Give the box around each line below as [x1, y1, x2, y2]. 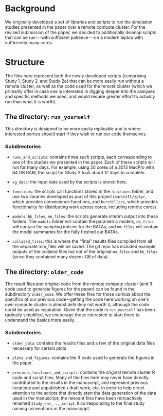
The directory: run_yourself [5, 113, 91, 121]
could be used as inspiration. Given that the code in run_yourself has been [5, 307, 155, 312]
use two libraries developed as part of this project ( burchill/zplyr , [12, 193, 147, 199]
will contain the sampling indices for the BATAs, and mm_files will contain [12, 223, 159, 229]
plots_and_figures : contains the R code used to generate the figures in [12, 355, 155, 361]
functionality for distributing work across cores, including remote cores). [12, 204, 158, 210]
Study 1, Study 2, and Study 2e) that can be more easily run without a [5, 78, 144, 84]
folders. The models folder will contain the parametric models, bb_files [12, 218, 154, 224]
